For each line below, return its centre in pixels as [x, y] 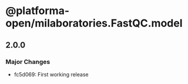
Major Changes [28, 62]
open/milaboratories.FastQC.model [94, 23]
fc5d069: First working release [51, 74]
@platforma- [38, 11]
